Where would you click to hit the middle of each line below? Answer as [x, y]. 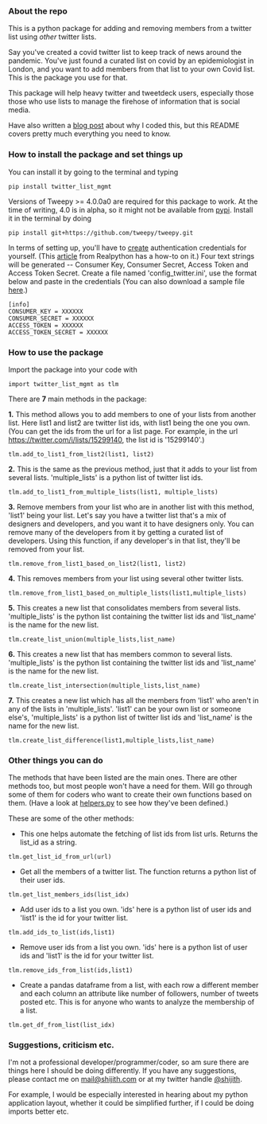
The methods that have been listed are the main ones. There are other [123, 778]
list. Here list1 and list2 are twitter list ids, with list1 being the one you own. [129, 423]
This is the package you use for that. [68, 78]
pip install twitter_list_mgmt [60, 186]
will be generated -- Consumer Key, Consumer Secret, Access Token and [128, 264]
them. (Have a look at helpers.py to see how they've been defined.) [118, 803]
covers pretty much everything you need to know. [90, 134]
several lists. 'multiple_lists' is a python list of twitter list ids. [106, 477]
